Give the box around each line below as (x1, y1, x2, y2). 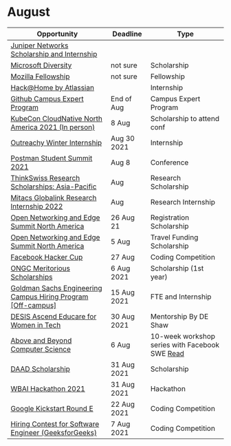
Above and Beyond (10, 335, 72, 345)
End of (111, 94, 132, 103)
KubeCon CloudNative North (10, 114, 103, 123)
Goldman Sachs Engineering (10, 283, 102, 293)
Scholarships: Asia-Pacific (10, 182, 97, 191)
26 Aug (111, 213, 135, 222)
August (7, 4, 50, 20)
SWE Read (150, 348, 184, 358)
